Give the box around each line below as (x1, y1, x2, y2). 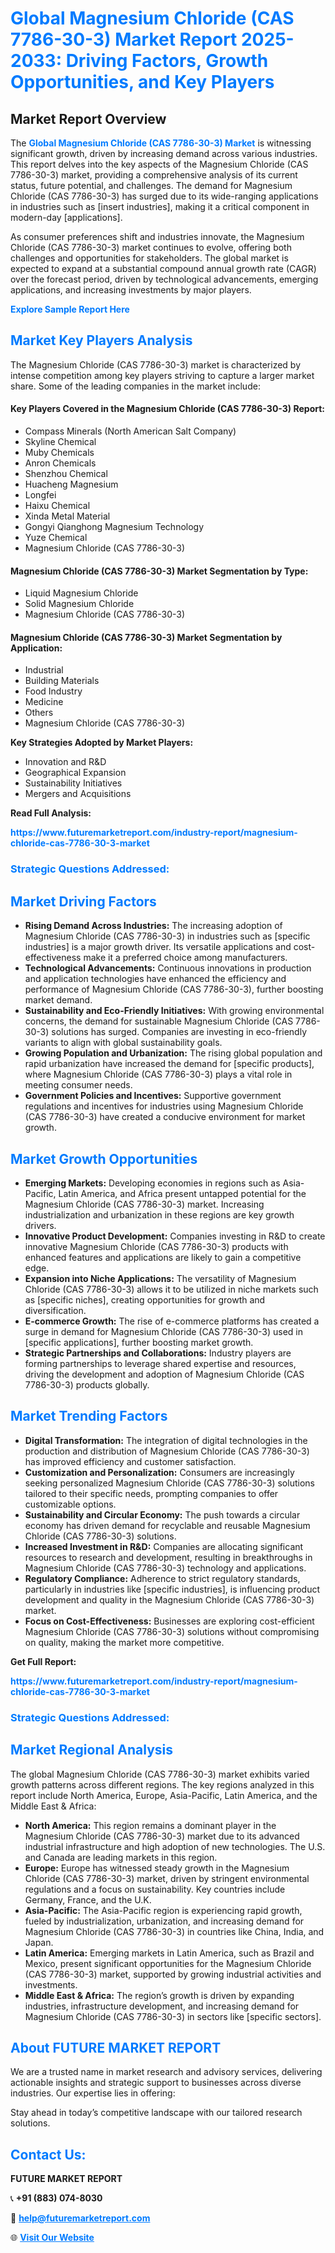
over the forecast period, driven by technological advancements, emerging (10, 273, 319, 285)
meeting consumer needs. (24, 1079, 133, 1091)
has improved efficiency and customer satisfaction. (24, 1455, 237, 1467)
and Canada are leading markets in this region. (24, 1851, 218, 1863)
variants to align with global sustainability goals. (24, 1037, 223, 1049)
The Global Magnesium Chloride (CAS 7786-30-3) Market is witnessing (10, 137, 312, 149)
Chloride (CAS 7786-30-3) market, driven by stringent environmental (24, 1872, 310, 1884)
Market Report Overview (10, 110, 167, 127)
